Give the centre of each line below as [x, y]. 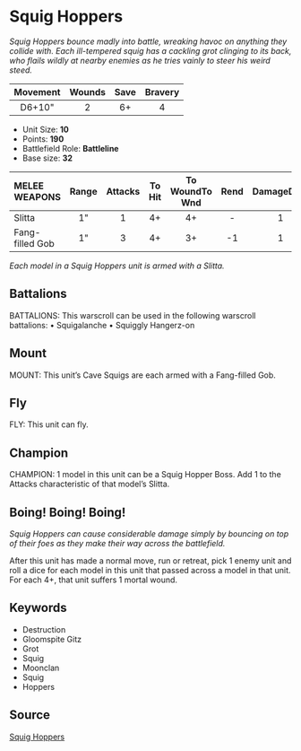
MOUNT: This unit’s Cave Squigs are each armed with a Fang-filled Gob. [142, 375]
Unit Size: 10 [45, 129]
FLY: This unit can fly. [49, 424]
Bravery [162, 92]
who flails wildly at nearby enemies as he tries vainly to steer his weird [140, 60]
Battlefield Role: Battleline [70, 148]
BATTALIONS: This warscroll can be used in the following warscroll [133, 315]
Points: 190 [43, 139]
